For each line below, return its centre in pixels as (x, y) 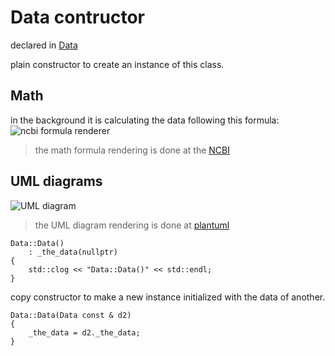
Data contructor (77, 17)
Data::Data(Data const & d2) (71, 315)
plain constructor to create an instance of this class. (117, 64)
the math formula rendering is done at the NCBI (132, 150)
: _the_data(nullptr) (73, 252)
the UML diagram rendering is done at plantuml (132, 225)
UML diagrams (56, 181)
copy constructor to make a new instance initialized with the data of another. (168, 297)
